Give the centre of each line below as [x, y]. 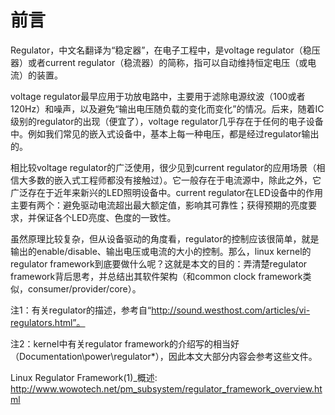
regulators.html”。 [48, 322]
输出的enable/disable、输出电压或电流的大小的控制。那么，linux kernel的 [161, 251]
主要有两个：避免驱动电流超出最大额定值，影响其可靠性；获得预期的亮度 [159, 205]
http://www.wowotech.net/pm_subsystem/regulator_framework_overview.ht [166, 388]
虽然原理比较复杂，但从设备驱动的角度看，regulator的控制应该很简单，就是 [165, 238]
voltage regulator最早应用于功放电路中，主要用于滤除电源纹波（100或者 [158, 96]
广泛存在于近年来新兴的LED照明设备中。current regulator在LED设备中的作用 [167, 192]
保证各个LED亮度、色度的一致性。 [106, 217]
